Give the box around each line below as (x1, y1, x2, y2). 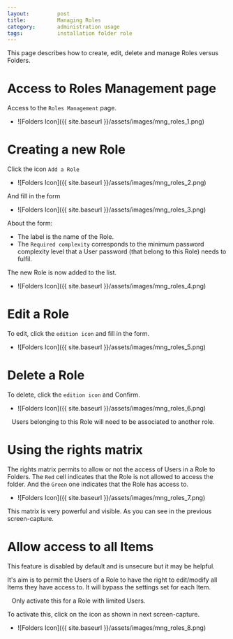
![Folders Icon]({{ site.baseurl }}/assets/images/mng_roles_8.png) (17, 623, 206, 632)
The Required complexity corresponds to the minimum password (17, 240, 204, 249)
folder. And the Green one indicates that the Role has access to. (7, 480, 189, 488)
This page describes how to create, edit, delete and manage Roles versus (7, 49, 218, 57)
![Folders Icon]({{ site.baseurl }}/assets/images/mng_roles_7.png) (17, 493, 206, 501)
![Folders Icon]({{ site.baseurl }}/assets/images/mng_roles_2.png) (17, 179, 207, 187)
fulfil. (17, 255, 33, 263)
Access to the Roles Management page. (7, 104, 117, 112)
